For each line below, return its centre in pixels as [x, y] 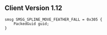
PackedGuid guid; [31, 24]
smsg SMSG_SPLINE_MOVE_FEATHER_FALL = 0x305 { [53, 19]
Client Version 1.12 [33, 8]
